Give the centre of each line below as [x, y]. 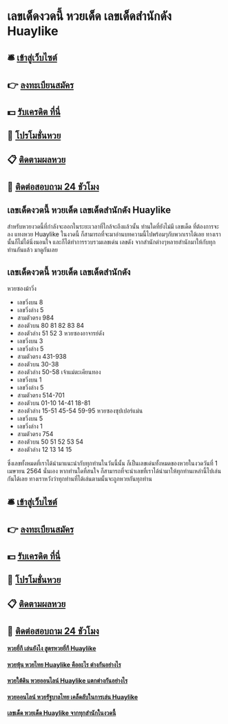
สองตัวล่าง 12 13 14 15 [44, 450]
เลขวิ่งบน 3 [30, 341]
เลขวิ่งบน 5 [30, 419]
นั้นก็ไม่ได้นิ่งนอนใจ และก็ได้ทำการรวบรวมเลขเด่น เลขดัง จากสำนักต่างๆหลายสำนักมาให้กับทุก [111, 242]
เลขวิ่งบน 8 [30, 302]
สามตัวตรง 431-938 [42, 357]
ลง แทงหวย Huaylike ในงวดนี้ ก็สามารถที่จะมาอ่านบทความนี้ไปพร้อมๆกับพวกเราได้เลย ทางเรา [114, 234]
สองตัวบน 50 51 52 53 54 [50, 442]
